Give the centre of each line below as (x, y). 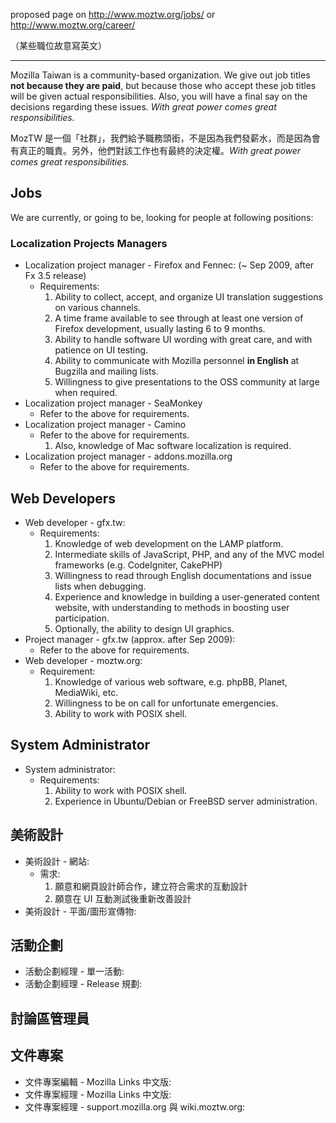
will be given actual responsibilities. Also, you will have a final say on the (159, 96)
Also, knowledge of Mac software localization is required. (173, 446)
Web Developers (63, 498)
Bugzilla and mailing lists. (106, 371)
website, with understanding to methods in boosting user (172, 607)
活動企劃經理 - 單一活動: (74, 971)
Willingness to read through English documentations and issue (183, 575)
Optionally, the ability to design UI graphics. (144, 628)
